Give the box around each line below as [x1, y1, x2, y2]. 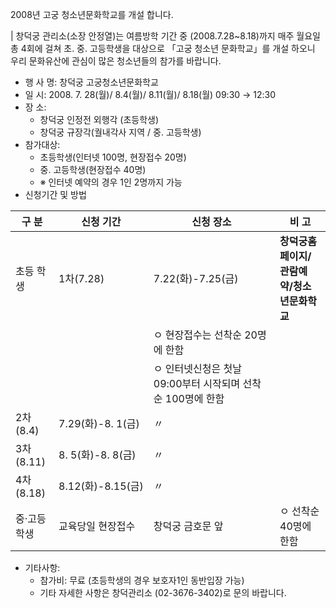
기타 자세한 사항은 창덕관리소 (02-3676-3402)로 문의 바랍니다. [39, 587, 287, 598]
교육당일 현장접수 [58, 519, 136, 533]
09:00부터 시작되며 [153, 377, 241, 390]
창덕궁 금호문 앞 [153, 519, 224, 533]
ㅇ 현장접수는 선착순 [153, 328, 242, 342]
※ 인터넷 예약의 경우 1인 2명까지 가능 [39, 176, 183, 188]
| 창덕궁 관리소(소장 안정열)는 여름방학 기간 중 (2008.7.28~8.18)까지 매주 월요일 [10, 30, 321, 42]
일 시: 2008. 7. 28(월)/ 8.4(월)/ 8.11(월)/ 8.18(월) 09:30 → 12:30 [24, 89, 277, 100]
